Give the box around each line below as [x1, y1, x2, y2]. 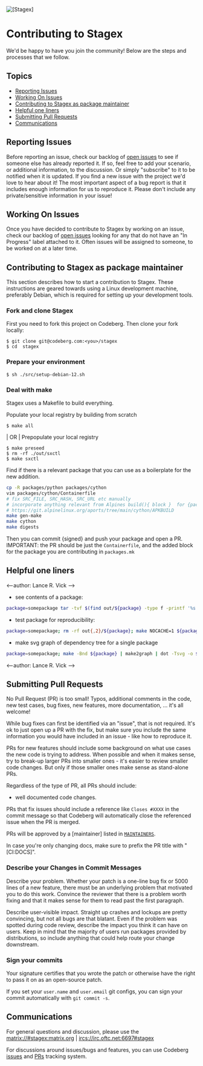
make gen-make [6, 513, 42, 519]
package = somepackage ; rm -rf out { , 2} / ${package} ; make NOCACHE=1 [6, 628, 175, 634]
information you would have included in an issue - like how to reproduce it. [6, 733, 192, 740]
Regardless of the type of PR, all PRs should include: [6, 782, 137, 789]
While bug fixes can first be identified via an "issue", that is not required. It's [6, 720, 195, 727]
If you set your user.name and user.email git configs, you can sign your [6, 988, 183, 995]
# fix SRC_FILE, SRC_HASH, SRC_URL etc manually [6, 496, 131, 502]
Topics [6, 71, 33, 81]
